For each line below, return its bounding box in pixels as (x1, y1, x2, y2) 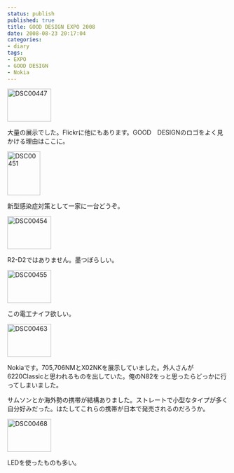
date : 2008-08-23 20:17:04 (7, 29, 86, 37)
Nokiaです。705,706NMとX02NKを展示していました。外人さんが (7, 363, 194, 371)
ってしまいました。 (7, 381, 63, 389)
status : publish (7, 10, 55, 18)
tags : (7, 50, 23, 57)
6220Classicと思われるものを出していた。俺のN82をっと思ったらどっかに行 (7, 372, 227, 381)
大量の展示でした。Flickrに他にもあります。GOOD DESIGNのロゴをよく (7, 128, 217, 137)
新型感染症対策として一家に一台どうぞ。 (7, 201, 124, 210)
